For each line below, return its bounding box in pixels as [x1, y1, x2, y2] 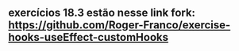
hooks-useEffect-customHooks [8, 31, 169, 44]
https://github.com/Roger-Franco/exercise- [8, 19, 231, 32]
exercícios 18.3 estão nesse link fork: [8, 6, 196, 20]
